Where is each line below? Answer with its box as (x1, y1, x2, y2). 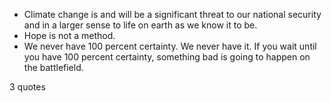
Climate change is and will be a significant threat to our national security (23, 9, 322, 20)
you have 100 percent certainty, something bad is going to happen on (23, 51, 311, 63)
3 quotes (9, 81, 46, 93)
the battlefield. (23, 62, 84, 73)
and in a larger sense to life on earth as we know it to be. (23, 19, 258, 31)
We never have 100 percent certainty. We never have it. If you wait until (23, 40, 317, 52)
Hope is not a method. (23, 30, 116, 41)
